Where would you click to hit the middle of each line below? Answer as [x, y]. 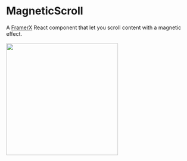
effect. [14, 33]
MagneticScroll [45, 11]
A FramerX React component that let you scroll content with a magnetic [94, 27]
